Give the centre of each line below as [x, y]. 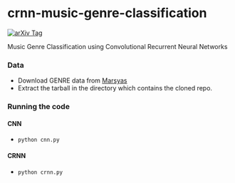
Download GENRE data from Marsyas [72, 80]
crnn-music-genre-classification [107, 13]
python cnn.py [38, 140]
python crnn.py [40, 172]
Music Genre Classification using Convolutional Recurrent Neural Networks [117, 46]
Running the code [38, 107]
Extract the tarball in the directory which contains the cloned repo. [115, 88]
